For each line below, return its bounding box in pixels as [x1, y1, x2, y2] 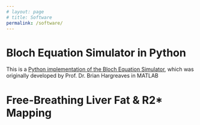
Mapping [6, 106, 52, 120]
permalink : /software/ [6, 20, 63, 26]
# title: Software [6, 14, 52, 20]
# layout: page [6, 8, 44, 15]
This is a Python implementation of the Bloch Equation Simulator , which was [6, 66, 194, 73]
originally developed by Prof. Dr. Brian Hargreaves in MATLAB [6, 72, 159, 79]
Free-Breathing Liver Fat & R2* [6, 93, 163, 107]
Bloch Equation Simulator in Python [6, 46, 186, 59]
